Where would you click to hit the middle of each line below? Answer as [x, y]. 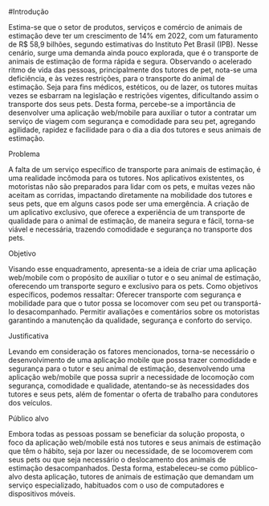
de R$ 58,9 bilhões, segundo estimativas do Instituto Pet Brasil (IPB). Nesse [133, 44]
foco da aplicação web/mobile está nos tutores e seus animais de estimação [135, 442]
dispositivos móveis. [42, 494]
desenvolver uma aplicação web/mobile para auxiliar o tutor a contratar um [132, 113]
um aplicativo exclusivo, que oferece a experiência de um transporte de [127, 212]
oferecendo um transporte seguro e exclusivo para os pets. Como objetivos [133, 286]
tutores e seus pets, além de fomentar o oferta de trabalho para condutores [133, 394]
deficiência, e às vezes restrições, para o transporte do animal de [117, 78]
